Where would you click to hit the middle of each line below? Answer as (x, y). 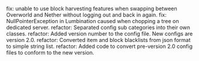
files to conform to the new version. (50, 52)
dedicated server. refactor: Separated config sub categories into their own (98, 27)
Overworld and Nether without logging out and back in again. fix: (87, 15)
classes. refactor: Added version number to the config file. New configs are (99, 34)
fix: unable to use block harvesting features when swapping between (92, 9)
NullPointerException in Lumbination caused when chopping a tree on (93, 21)
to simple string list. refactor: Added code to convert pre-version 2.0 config (99, 46)
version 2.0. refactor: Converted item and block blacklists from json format (99, 40)
